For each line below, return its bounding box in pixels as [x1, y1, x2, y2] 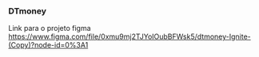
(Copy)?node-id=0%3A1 [8, 40, 89, 50]
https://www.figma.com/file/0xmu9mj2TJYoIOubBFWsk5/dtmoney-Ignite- [8, 32, 252, 41]
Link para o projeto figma [8, 24, 91, 33]
